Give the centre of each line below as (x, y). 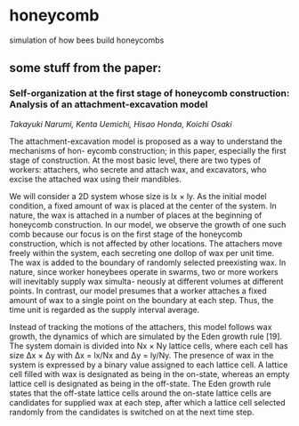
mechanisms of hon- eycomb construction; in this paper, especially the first (148, 150)
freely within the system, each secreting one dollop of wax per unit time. (142, 253)
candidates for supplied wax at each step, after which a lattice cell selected (148, 402)
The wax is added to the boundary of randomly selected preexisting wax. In (148, 262)
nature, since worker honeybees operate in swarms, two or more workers (144, 271)
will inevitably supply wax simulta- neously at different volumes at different (146, 281)
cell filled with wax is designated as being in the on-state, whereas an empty (149, 374)
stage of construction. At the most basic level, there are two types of (135, 160)
